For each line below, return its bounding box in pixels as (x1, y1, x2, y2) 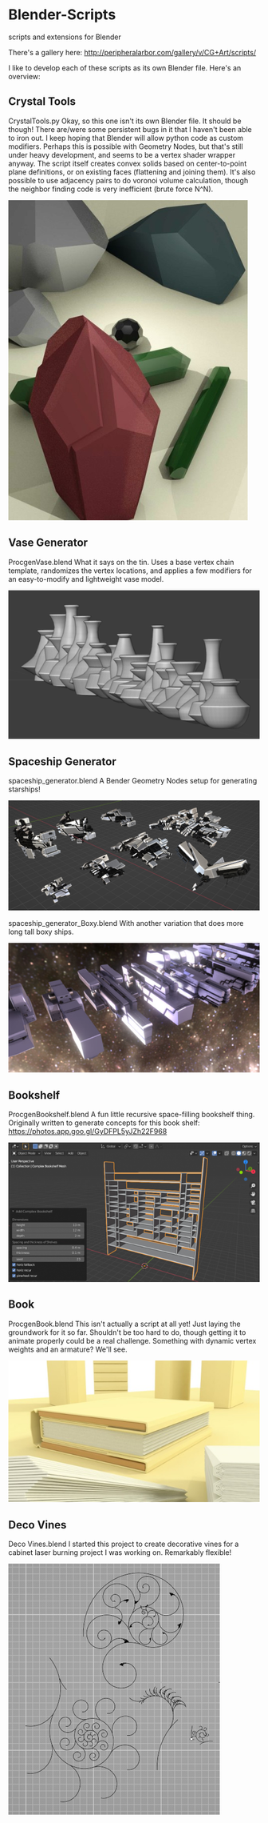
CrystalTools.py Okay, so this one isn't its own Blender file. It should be (8, 116, 242, 126)
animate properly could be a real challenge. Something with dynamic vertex (8, 1336, 257, 1345)
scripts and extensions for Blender (8, 32, 121, 42)
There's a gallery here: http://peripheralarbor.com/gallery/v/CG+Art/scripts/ (8, 47, 257, 57)
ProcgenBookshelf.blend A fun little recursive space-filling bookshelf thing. (8, 1110, 255, 1120)
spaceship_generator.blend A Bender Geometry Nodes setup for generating (8, 776, 258, 786)
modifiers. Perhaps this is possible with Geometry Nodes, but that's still (8, 142, 243, 151)
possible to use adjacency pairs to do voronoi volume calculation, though (8, 175, 249, 185)
